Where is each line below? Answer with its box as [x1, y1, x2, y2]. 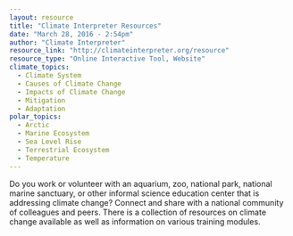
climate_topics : [9, 63, 70, 72]
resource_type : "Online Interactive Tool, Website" [9, 54, 205, 63]
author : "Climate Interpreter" [9, 37, 126, 47]
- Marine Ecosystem [17, 129, 90, 138]
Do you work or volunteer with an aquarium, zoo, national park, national [9, 178, 272, 189]
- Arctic [17, 121, 50, 130]
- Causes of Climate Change [17, 79, 122, 88]
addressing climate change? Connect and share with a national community [9, 197, 284, 208]
